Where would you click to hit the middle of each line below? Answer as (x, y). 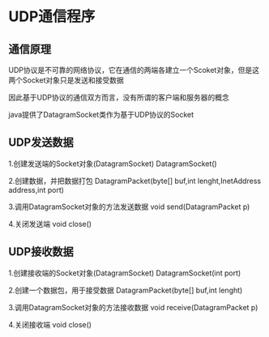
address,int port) (36, 190)
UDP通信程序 (52, 17)
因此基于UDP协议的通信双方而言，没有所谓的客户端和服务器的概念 (119, 97)
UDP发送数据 (41, 143)
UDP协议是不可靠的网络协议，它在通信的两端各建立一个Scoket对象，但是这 (134, 70)
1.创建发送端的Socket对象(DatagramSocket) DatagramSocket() (113, 164)
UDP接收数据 (41, 252)
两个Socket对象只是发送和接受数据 (66, 80)
